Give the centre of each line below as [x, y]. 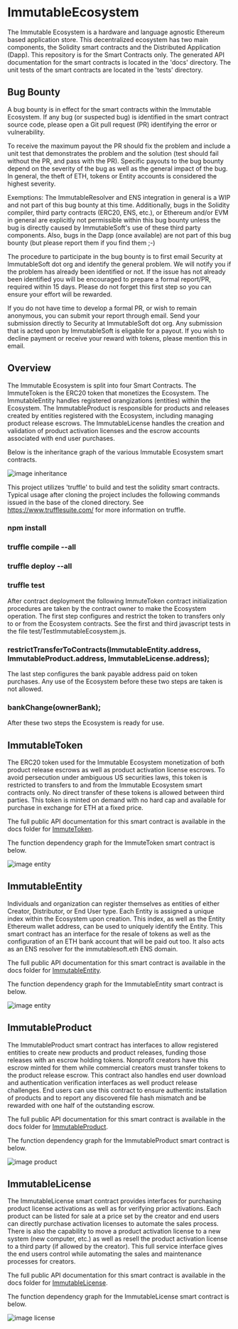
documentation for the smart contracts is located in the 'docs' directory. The [119, 62]
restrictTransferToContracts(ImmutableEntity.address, [104, 649]
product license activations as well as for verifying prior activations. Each [114, 1209]
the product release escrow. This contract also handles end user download [117, 1075]
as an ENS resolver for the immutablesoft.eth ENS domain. [93, 949]
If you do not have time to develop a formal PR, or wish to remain [102, 308]
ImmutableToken [45, 745]
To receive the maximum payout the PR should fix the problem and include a [119, 146]
